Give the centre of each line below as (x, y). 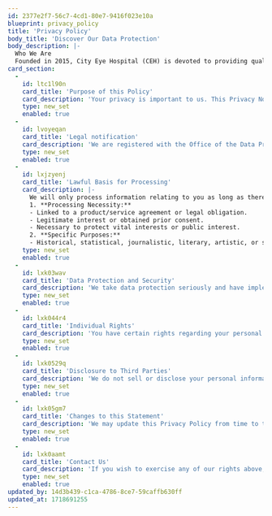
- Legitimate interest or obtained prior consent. (117, 220)
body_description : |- (44, 46)
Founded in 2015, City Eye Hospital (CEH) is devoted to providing (132, 62)
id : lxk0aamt (44, 454)
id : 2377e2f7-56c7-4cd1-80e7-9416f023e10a (80, 16)
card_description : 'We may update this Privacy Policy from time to (140, 424)
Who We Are (33, 54)
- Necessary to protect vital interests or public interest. (135, 228)
